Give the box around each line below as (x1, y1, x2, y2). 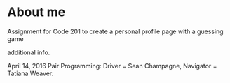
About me (7, 4, 66, 20)
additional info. (7, 48, 50, 56)
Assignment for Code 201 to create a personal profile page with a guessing (7, 27, 224, 36)
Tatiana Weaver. (7, 69, 54, 77)
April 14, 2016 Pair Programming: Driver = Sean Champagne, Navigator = (7, 61, 217, 70)
